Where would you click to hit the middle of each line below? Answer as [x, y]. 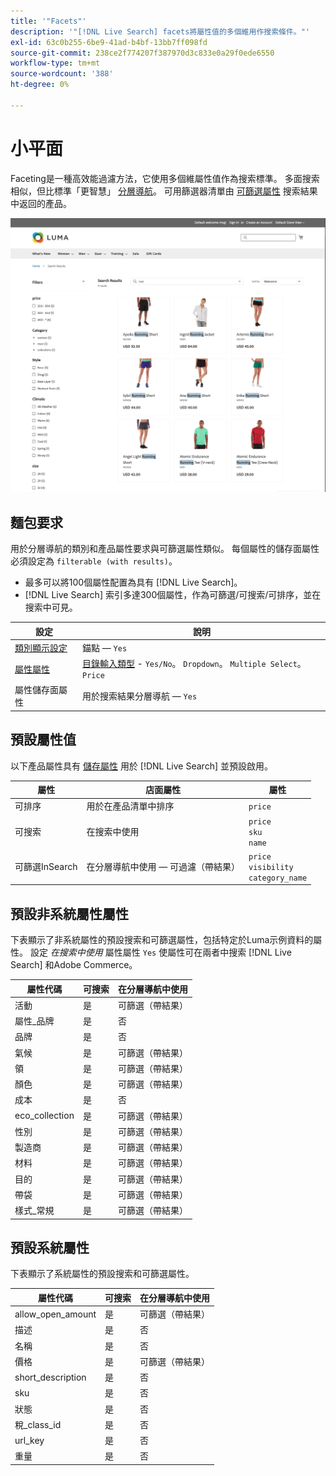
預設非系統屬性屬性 [69, 913]
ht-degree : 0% [40, 85]
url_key [29, 1440]
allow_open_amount [55, 1314]
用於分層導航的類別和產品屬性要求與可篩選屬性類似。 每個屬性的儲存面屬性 [165, 549]
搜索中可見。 [51, 607]
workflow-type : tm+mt [55, 63]
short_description [50, 1377]
